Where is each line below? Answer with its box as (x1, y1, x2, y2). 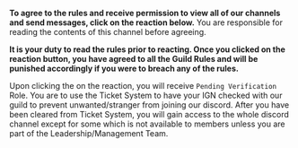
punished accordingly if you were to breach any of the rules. (9, 63, 240, 74)
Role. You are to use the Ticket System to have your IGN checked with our (9, 90, 283, 100)
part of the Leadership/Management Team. (9, 128, 169, 138)
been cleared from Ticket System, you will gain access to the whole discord (9, 109, 289, 119)
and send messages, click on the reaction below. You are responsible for (9, 17, 283, 28)
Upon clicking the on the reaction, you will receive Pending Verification (9, 81, 276, 91)
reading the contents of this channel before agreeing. (9, 27, 206, 37)
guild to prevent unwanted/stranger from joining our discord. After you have (9, 100, 290, 110)
